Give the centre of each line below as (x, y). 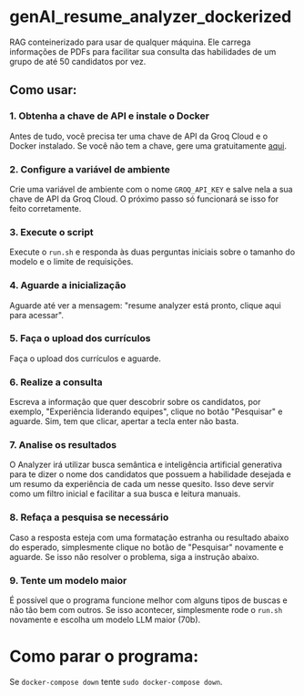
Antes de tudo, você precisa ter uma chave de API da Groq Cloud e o (139, 136)
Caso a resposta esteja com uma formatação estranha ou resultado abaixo (149, 537)
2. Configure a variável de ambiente (90, 169)
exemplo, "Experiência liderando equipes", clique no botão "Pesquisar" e (146, 411)
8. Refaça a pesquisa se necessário (89, 517)
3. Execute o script (51, 232)
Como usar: (43, 90)
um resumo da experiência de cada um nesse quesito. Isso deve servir (142, 484)
